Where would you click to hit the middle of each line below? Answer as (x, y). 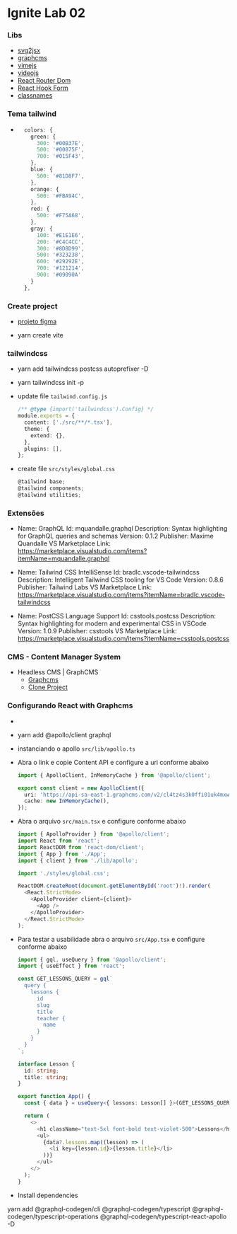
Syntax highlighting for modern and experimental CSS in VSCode (112, 623)
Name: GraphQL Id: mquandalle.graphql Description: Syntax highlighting (122, 529)
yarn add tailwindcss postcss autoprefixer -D (83, 369)
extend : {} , (48, 436)
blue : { (42, 170)
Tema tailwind (32, 114)
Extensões (26, 513)
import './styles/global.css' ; (63, 873)
